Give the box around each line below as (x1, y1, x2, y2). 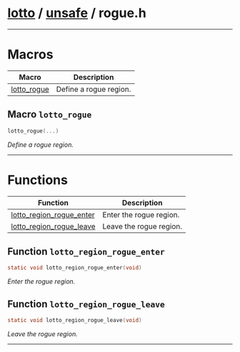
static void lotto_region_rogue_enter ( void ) (7, 264, 142, 271)
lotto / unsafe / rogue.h (7, 5, 146, 21)
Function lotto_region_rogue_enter (7, 245, 166, 257)
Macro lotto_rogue (7, 108, 92, 120)
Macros (7, 46, 54, 63)
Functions (7, 172, 68, 188)
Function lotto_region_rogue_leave (7, 298, 166, 310)
